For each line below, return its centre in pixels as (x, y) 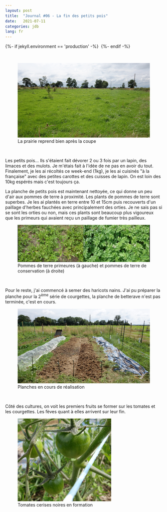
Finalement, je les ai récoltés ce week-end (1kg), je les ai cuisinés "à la (77, 171)
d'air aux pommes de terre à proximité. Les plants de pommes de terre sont (83, 197)
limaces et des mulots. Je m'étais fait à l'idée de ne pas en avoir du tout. (79, 166)
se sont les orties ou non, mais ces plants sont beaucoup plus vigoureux (79, 213)
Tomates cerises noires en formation (55, 505)
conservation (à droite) (41, 271)
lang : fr (14, 32)
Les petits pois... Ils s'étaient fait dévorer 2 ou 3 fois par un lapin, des (76, 160)
